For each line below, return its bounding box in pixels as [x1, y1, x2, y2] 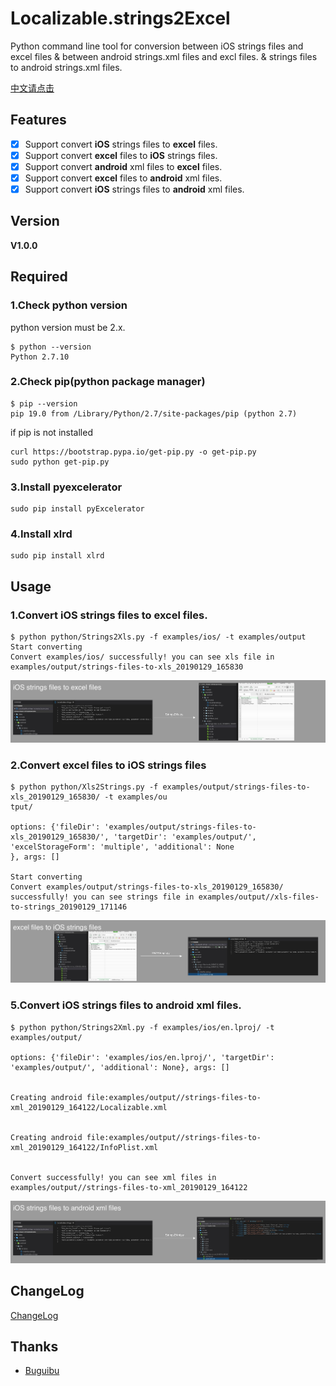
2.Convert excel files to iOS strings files [10, 758, 207, 772]
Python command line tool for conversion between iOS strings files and [10, 40, 304, 52]
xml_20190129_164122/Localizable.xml [10, 1102, 168, 1112]
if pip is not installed [10, 426, 93, 438]
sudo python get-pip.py [10, 457, 110, 467]
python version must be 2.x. [10, 321, 126, 333]
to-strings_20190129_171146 [10, 902, 128, 912]
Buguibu [24, 1365, 60, 1377]
